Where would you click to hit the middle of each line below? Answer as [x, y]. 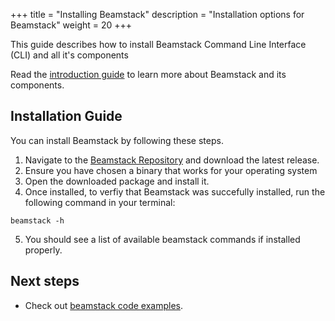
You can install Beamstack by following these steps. [117, 140]
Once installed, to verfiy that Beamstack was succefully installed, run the [175, 191]
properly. [43, 250]
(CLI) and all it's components [69, 55]
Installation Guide [66, 116]
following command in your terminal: [100, 202]
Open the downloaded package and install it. [117, 181]
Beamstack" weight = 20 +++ [71, 25]
